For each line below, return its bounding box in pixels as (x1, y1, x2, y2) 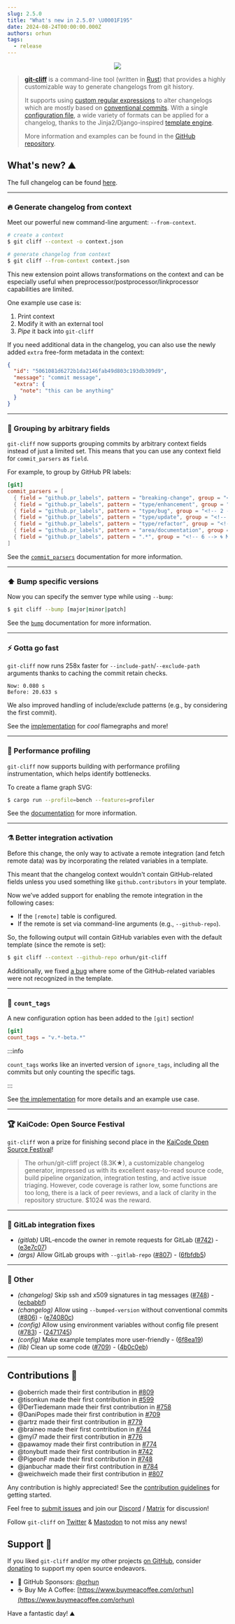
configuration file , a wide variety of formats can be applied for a (24, 111, 208, 119)
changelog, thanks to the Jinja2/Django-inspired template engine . (24, 118, 214, 127)
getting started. (7, 1491, 52, 1499)
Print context (17, 312, 55, 320)
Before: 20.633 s (7, 689, 58, 696)
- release (13, 43, 42, 50)
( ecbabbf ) (17, 1298, 47, 1306)
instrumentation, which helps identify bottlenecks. (7, 769, 152, 777)
